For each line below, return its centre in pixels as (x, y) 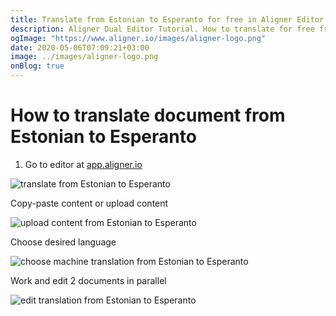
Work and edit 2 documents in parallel (88, 280)
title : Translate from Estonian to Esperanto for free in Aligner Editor (167, 19)
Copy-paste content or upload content (89, 203)
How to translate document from (148, 115)
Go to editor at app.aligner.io (83, 164)
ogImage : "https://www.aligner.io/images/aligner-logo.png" (138, 38)
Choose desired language (63, 242)
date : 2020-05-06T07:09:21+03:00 (80, 47)
